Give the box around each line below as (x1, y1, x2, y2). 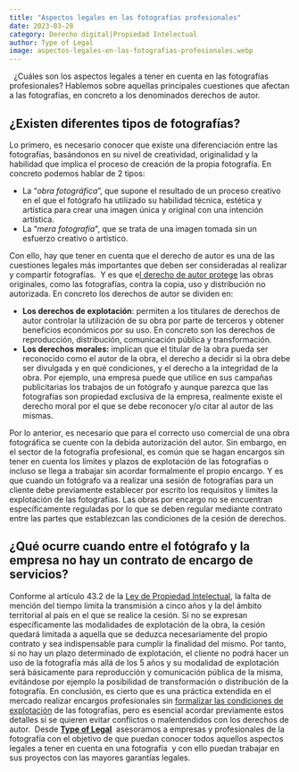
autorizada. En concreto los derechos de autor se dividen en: (9, 288, 234, 299)
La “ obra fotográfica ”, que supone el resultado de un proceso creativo (21, 185, 281, 196)
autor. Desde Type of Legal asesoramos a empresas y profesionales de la (9, 724, 286, 734)
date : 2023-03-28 (9, 21, 74, 30)
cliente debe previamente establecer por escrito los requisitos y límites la (9, 484, 278, 495)
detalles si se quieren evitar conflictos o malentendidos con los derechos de (9, 714, 289, 725)
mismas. (21, 410, 54, 420)
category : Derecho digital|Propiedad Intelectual (9, 30, 198, 38)
